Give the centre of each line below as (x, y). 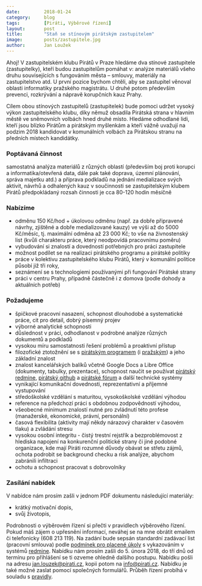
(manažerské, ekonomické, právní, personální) (72, 416)
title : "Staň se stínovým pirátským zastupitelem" (80, 34)
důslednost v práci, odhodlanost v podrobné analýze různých (91, 333)
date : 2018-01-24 (38, 12)
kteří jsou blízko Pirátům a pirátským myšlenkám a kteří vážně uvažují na (96, 125)
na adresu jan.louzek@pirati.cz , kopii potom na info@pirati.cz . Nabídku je (97, 564)
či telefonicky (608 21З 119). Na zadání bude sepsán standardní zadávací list (101, 538)
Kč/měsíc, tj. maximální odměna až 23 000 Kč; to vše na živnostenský (101, 234)
